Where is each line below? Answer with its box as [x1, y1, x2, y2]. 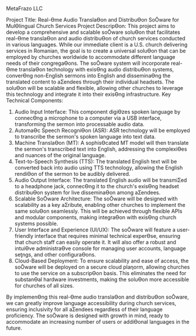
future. [6, 324, 22, 331]
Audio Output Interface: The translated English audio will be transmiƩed [14, 176, 187, 183]
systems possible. [14, 220, 59, 227]
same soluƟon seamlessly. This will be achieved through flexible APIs [14, 207, 183, 214]
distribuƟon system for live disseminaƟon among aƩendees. [14, 189, 161, 196]
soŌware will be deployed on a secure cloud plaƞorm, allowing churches [14, 264, 190, 271]
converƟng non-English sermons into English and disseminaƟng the [6, 72, 171, 79]
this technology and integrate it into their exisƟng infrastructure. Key [6, 91, 171, 98]
